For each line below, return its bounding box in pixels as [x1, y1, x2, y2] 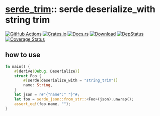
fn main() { [5, 64, 30, 69]
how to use [5, 51, 41, 59]
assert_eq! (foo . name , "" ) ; [14, 101, 71, 106]
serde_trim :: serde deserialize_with [5, 4, 155, 15]
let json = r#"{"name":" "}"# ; [14, 92, 80, 97]
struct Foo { [14, 73, 42, 78]
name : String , [23, 83, 53, 88]
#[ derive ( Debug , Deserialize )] [14, 69, 80, 74]
